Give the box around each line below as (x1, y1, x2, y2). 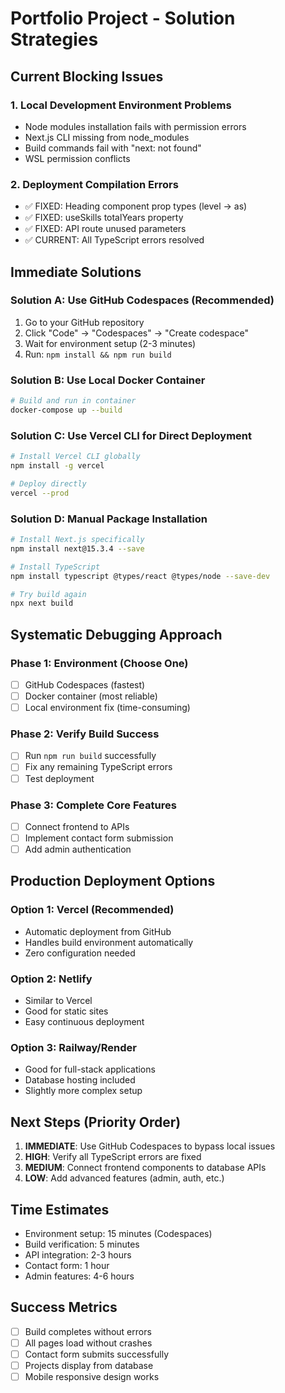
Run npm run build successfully (24, 750, 157, 762)
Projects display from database (24, 1360, 154, 1371)
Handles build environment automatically (24, 936, 194, 948)
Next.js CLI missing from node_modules (24, 131, 190, 143)
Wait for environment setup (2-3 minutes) (24, 337, 197, 349)
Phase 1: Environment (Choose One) (10, 656, 189, 670)
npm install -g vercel (10, 461, 105, 471)
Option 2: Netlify (10, 972, 93, 986)
